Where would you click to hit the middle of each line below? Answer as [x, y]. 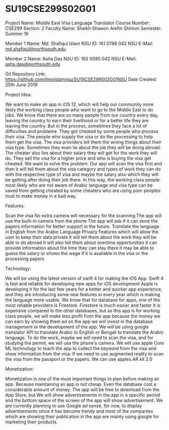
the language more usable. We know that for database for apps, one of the [83, 300]
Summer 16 [17, 33]
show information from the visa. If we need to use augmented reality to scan [84, 353]
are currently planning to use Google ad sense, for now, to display [74, 406]
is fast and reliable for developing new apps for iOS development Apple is [81, 283]
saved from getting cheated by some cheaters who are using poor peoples [83, 190]
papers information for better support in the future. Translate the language [82, 226]
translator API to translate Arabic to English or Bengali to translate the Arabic [84, 332]
